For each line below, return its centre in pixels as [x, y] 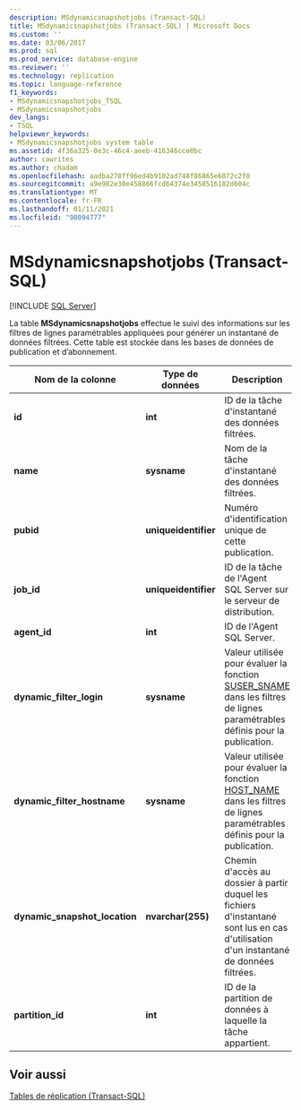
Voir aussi [38, 1075]
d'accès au [247, 872]
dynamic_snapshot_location [75, 916]
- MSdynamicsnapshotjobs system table [82, 142]
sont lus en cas [256, 927]
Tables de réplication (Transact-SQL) [77, 1096]
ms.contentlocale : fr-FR [56, 201]
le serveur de [252, 600]
